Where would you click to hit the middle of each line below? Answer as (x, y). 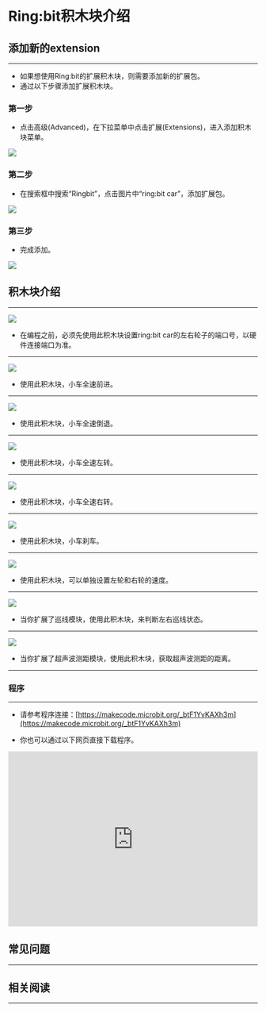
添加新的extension (54, 48)
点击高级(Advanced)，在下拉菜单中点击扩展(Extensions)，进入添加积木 (135, 127)
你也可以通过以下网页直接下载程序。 (79, 740)
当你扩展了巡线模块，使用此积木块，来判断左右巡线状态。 (113, 619)
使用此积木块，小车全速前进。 (68, 384)
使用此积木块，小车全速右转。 (68, 502)
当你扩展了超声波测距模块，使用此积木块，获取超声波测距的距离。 (127, 658)
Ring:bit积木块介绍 (69, 16)
